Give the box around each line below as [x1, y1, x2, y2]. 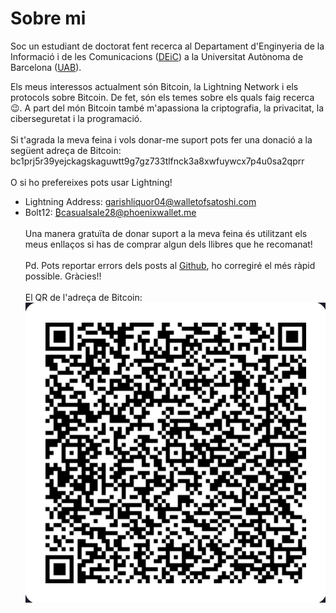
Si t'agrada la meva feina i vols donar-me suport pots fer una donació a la [10, 133, 313, 146]
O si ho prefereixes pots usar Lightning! [10, 176, 173, 188]
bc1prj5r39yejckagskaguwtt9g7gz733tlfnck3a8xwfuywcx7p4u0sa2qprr [10, 155, 305, 167]
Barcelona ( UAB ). [10, 61, 82, 73]
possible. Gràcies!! [24, 270, 102, 282]
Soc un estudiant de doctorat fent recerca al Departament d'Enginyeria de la [10, 40, 325, 52]
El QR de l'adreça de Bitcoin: [24, 291, 143, 303]
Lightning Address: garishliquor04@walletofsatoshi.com [24, 195, 257, 207]
